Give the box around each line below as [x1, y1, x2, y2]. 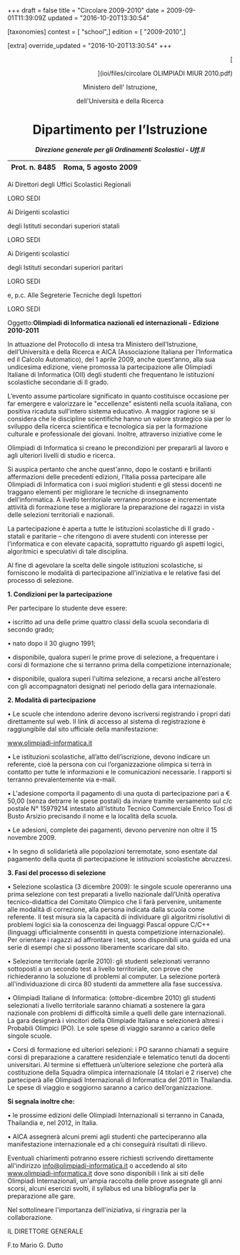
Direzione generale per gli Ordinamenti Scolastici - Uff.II [35, 145, 205, 154]
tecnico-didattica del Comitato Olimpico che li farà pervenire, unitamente [7, 897, 222, 906]
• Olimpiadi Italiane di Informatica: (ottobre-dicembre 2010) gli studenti [7, 993, 216, 1002]
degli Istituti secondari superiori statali [7, 221, 120, 230]
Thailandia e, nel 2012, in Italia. [7, 1118, 99, 1127]
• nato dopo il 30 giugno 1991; [7, 639, 96, 647]
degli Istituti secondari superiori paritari [7, 263, 124, 271]
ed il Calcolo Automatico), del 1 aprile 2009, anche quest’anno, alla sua [7, 355, 216, 364]
